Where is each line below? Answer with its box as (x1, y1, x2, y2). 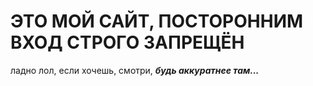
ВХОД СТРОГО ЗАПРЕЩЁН (10, 31, 245, 54)
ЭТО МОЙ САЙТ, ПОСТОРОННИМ (10, 10, 304, 33)
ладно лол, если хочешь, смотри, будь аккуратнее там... (10, 64, 260, 76)
